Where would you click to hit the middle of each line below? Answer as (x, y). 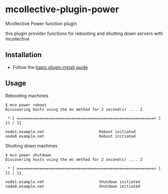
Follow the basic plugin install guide (50, 67)
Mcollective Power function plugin (41, 23)
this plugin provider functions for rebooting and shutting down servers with (84, 33)
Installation (23, 55)
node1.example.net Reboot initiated (71, 132)
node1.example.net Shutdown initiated (73, 182)
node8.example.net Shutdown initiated (73, 186)
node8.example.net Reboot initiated (71, 136)
